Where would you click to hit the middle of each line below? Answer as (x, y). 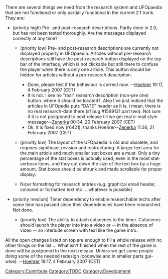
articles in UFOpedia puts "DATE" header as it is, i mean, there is (94, 106)
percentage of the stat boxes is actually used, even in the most (85, 158)
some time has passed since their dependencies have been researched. (87, 205)
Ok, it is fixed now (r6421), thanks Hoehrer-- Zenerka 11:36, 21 (91, 127)
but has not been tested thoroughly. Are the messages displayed (79, 33)
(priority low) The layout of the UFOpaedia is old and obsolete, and (89, 142)
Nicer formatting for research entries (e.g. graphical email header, (88, 184)
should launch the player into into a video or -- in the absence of (87, 225)
